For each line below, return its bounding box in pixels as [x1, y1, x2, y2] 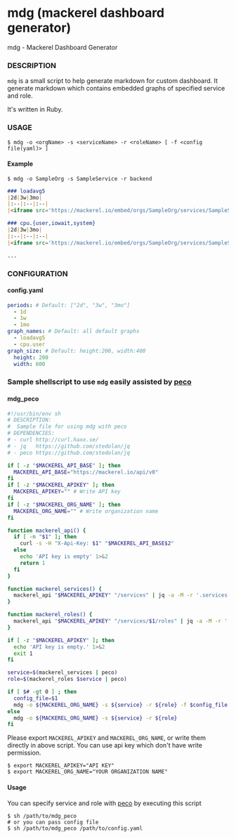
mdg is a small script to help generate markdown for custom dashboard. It [7, 77, 218, 85]
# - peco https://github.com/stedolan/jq [7, 449, 131, 456]
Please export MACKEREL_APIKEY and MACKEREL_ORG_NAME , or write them [7, 734, 206, 742]
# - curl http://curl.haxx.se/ [7, 436, 99, 443]
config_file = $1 [13, 694, 58, 702]
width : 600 [13, 360, 46, 368]
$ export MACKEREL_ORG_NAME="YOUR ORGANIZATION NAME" [7, 768, 169, 776]
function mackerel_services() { [7, 585, 102, 592]
